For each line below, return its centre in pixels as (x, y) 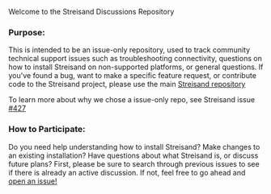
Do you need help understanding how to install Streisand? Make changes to (134, 147)
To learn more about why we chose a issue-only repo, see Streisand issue (132, 100)
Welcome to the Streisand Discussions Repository (91, 12)
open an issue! (33, 181)
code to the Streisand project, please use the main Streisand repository (127, 85)
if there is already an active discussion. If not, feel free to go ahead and (127, 172)
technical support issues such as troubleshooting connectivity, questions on (135, 59)
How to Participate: (47, 130)
